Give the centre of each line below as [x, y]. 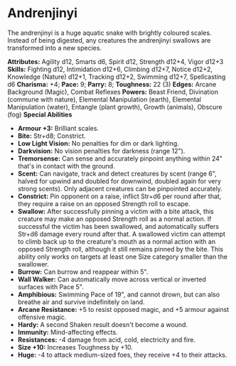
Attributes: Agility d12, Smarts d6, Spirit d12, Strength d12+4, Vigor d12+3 [116, 61]
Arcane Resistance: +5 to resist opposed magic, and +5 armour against [123, 309]
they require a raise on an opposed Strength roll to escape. [104, 203]
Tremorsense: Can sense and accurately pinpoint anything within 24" [120, 158]
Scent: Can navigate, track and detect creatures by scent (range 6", [117, 173]
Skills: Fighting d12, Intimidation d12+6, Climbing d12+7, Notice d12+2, [110, 69]
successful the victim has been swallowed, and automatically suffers [118, 226]
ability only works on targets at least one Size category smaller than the [122, 257]
